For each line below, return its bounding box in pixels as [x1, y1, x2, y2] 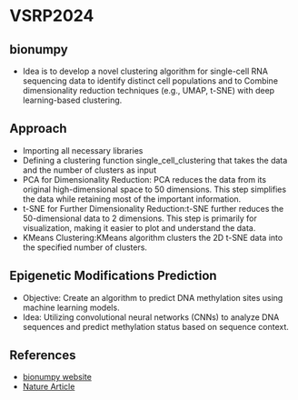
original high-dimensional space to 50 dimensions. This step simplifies [22, 184, 287, 195]
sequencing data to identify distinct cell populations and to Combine [22, 75, 279, 86]
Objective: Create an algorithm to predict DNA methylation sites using [22, 292, 283, 303]
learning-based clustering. [22, 95, 123, 105]
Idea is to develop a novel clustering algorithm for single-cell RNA [22, 65, 268, 76]
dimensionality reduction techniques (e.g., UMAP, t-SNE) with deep [22, 85, 275, 95]
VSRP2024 [9, 5, 94, 26]
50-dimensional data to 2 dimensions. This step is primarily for [22, 213, 257, 224]
